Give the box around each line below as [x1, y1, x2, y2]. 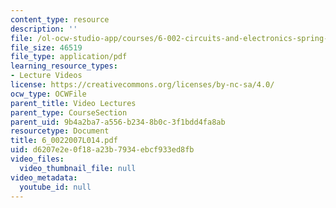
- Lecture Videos [10, 71, 83, 81]
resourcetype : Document [10, 126, 110, 136]
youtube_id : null [19, 182, 92, 192]
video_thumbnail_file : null [19, 163, 137, 173]
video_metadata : [10, 172, 78, 183]
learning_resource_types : [10, 61, 118, 71]
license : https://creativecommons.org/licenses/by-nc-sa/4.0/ [10, 80, 275, 90]
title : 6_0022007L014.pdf [10, 136, 118, 146]
